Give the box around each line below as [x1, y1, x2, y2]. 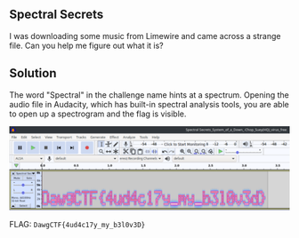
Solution [9, 66, 57, 81]
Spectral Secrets [9, 7, 104, 22]
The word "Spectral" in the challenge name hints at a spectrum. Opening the [9, 89, 289, 100]
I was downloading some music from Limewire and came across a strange [9, 30, 281, 41]
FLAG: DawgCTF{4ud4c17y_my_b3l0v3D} [9, 219, 146, 230]
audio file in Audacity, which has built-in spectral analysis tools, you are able [9, 99, 289, 109]
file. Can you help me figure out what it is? [9, 40, 165, 51]
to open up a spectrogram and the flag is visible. [9, 108, 187, 119]
